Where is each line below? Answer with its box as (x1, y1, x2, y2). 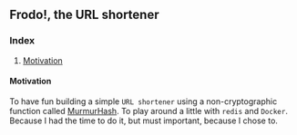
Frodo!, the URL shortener (9, 7, 159, 23)
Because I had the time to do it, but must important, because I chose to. (9, 115, 278, 126)
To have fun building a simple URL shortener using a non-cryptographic (9, 95, 278, 107)
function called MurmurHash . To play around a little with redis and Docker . (9, 105, 289, 116)
